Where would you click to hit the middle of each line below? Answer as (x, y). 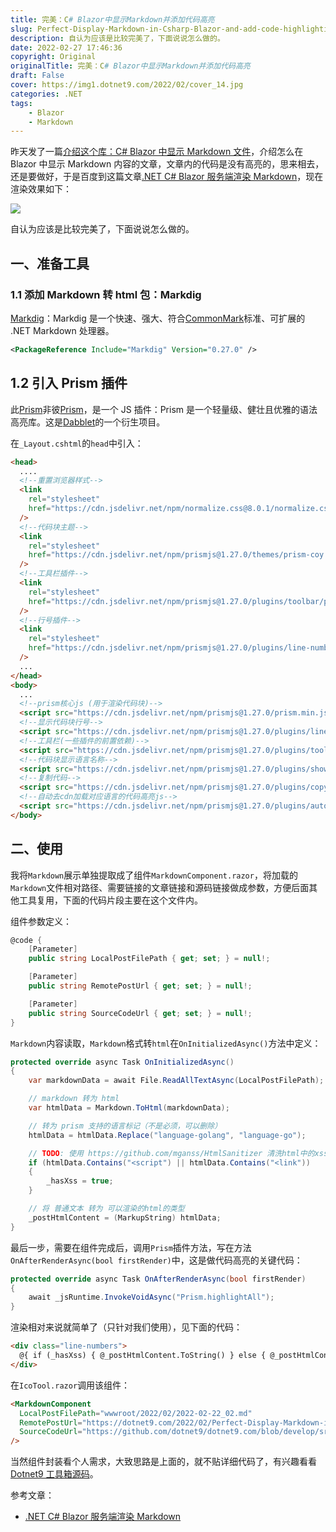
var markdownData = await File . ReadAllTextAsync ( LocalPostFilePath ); (176, 1081)
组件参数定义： (41, 921)
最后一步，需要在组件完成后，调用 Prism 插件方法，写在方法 (131, 1247)
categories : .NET (46, 94)
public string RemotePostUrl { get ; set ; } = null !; (140, 986)
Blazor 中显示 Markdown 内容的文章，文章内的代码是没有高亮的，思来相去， (167, 164)
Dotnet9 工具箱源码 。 (54, 1474)
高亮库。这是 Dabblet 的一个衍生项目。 (88, 422)
